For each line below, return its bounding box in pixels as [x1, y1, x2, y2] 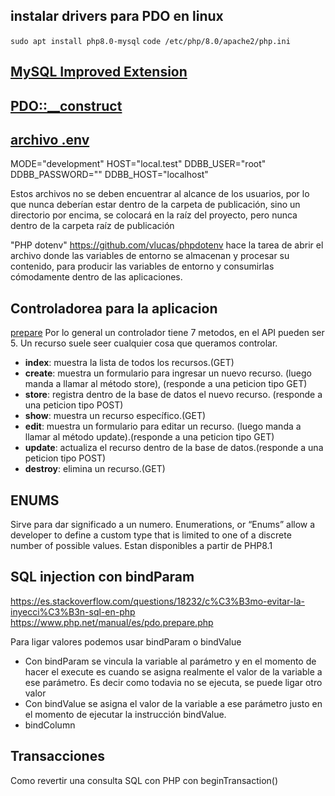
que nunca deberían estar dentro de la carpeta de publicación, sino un [10, 199, 301, 211]
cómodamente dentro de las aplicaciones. [10, 271, 183, 283]
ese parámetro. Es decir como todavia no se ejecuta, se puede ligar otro [24, 676, 323, 688]
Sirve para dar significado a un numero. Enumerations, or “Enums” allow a [10, 519, 316, 531]
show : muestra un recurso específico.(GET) [24, 410, 207, 422]
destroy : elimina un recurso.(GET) [24, 463, 166, 475]
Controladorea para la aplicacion [10, 300, 218, 317]
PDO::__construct [10, 97, 123, 114]
